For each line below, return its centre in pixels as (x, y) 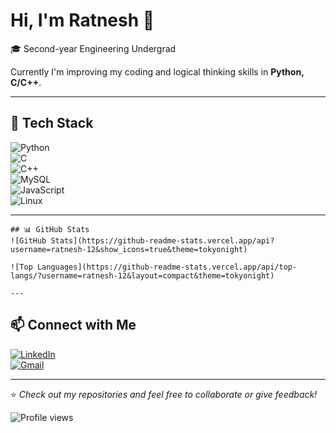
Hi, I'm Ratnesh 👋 (82, 20)
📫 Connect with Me (73, 325)
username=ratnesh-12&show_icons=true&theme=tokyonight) (129, 249)
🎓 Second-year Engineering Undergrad (93, 48)
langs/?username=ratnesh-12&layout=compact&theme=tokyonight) (142, 275)
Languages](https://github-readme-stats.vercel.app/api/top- (167, 267)
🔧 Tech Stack (52, 123)
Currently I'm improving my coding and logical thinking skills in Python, (157, 71)
